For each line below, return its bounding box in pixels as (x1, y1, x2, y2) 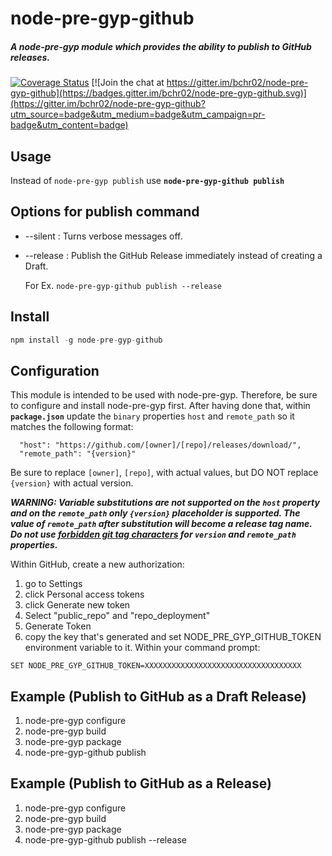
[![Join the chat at (91, 77, 165, 89)
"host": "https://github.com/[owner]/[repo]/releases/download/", (19, 440, 302, 451)
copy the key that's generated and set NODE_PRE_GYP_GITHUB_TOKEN (24, 631, 322, 643)
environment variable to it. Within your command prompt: (24, 642, 261, 654)
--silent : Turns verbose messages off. (24, 230, 183, 242)
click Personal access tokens (24, 588, 145, 601)
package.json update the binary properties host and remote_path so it (10, 410, 295, 422)
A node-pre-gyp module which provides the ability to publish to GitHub (10, 40, 312, 52)
